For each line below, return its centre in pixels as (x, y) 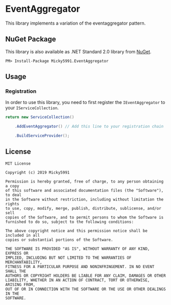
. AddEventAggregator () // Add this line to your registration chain (89, 127)
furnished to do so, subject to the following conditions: (70, 222)
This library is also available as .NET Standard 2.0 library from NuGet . (79, 51)
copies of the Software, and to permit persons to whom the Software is (84, 217)
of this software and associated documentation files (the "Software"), (84, 190)
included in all (23, 235)
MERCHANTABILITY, (24, 262)
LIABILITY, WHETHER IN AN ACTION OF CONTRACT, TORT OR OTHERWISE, (78, 280)
